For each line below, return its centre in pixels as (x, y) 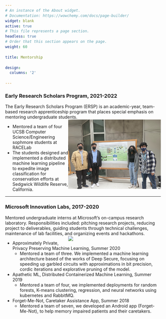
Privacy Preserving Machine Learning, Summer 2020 (66, 248)
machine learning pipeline (39, 163)
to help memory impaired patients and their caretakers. (95, 311)
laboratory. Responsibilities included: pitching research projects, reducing (80, 223)
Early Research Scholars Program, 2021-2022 (61, 96)
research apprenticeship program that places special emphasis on (86, 112)
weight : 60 (16, 47)
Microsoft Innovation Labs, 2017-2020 (52, 207)
